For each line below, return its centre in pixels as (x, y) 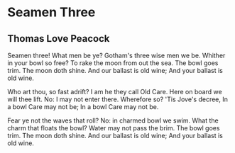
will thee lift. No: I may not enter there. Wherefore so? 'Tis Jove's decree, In (118, 99)
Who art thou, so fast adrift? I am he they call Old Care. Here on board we (115, 92)
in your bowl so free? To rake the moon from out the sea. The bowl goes (113, 63)
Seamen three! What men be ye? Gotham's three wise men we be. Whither (116, 55)
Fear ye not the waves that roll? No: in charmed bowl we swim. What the (113, 120)
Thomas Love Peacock (59, 39)
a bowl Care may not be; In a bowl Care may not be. (83, 107)
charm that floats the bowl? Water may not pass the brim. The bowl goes (114, 128)
